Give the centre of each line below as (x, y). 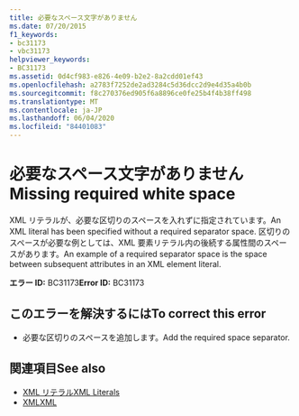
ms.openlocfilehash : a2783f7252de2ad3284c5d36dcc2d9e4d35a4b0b (131, 85)
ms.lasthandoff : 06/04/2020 (62, 118)
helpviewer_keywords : (50, 60)
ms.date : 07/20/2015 (48, 26)
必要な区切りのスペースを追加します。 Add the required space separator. (156, 337)
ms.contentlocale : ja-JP (56, 110)
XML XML (40, 402)
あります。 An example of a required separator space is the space (146, 254)
